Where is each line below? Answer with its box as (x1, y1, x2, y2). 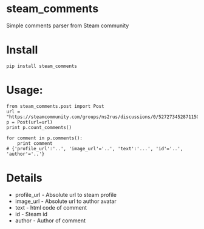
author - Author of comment (15, 217, 86, 224)
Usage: (6, 84, 44, 97)
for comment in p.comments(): (6, 135, 83, 141)
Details (6, 171, 42, 185)
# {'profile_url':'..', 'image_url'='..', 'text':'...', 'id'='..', (6, 145, 183, 151)
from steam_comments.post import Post (6, 103, 104, 109)
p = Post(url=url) (6, 119, 53, 125)
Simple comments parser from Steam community (6, 22, 129, 29)
